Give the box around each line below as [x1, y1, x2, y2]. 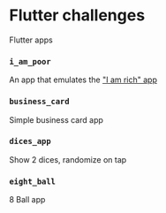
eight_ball [9, 176, 56, 186]
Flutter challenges [9, 5, 146, 26]
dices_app [9, 136, 51, 147]
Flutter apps [9, 34, 53, 45]
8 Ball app [9, 194, 46, 205]
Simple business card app [9, 114, 104, 125]
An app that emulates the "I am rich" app [9, 74, 157, 85]
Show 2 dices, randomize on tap [9, 154, 127, 164]
